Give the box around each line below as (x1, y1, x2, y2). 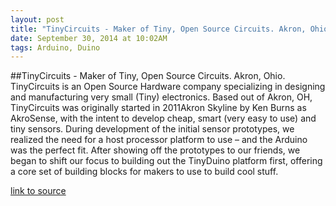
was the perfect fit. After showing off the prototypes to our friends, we (10, 144, 301, 156)
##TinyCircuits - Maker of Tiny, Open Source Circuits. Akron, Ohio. (10, 70, 286, 82)
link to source (10, 185, 67, 197)
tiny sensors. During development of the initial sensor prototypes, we (10, 123, 295, 135)
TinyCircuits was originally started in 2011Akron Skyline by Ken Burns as (10, 102, 307, 114)
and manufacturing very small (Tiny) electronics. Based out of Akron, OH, (10, 91, 313, 103)
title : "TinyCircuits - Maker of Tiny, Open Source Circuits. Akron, (10, 24, 307, 34)
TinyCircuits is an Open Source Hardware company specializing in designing (10, 81, 326, 93)
